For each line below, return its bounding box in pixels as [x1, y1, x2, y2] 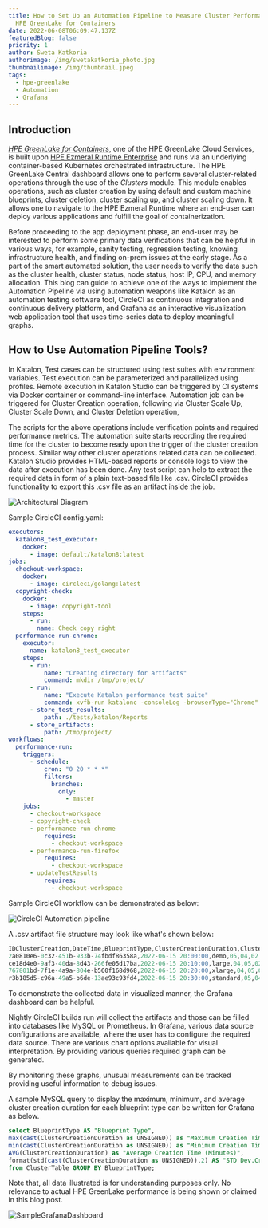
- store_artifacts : [29, 721, 94, 729]
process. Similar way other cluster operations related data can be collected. [8, 447, 257, 457]
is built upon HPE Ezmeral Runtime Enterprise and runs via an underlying [8, 152, 247, 162]
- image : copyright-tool [29, 602, 112, 610]
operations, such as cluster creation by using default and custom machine [8, 187, 252, 196]
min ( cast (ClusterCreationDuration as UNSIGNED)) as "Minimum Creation [8, 1141, 248, 1149]
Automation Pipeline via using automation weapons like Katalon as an [8, 286, 236, 296]
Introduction [8, 123, 72, 136]
